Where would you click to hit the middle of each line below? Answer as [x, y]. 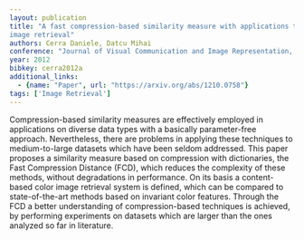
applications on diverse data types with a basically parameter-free [133, 129]
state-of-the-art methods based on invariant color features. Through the [144, 197]
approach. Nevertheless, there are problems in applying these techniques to [151, 139]
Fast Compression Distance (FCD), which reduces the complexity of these [147, 168]
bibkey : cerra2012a [46, 69]
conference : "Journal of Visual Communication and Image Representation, [152, 52]
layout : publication [48, 18]
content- [257, 177]
